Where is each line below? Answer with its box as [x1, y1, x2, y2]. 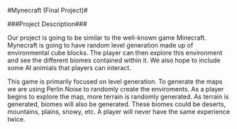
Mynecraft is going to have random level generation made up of [7, 41, 194, 49]
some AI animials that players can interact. [7, 64, 131, 72]
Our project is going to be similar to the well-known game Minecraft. [7, 33, 207, 42]
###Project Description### [7, 20, 87, 28]
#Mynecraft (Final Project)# [7, 6, 88, 14]
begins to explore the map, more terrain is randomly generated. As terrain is [7, 92, 229, 101]
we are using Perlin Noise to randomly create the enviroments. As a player [7, 85, 224, 93]
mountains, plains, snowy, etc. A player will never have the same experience [7, 108, 231, 116]
